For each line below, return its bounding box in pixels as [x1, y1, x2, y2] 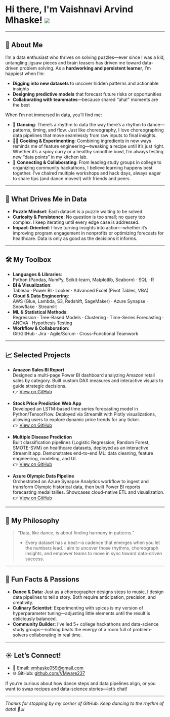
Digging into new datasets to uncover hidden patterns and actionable [12, 80, 159, 86]
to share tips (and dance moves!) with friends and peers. [12, 175, 131, 181]
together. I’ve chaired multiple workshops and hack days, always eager [12, 170, 161, 176]
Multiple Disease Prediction [12, 434, 72, 440]
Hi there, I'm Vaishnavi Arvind [5, 4, 134, 15]
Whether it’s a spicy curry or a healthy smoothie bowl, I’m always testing [12, 148, 163, 154]
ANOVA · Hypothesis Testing [12, 320, 72, 326]
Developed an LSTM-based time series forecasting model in [12, 406, 138, 412]
